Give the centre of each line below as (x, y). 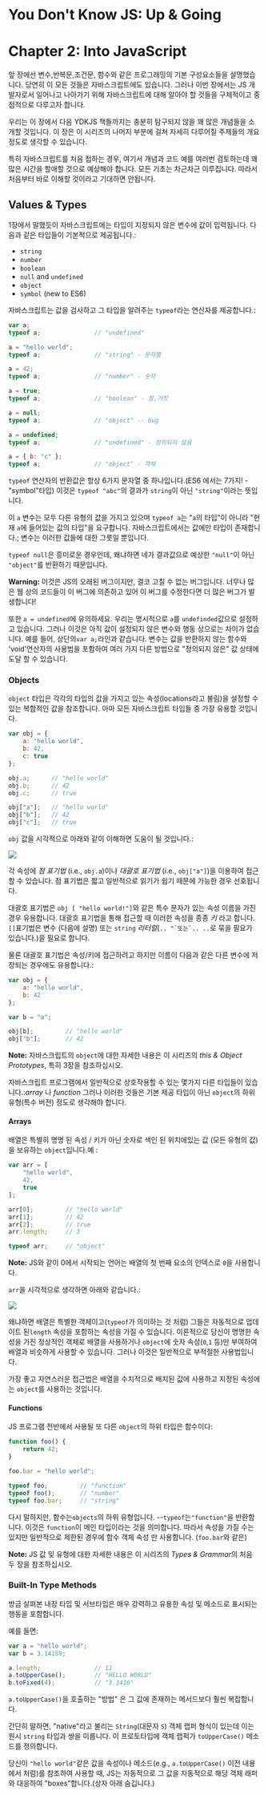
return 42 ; (41, 1449)
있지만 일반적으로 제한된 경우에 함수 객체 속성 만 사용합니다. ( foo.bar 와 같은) (128, 1537)
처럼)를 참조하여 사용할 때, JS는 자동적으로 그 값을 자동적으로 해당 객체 (133, 1773)
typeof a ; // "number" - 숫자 (82, 377)
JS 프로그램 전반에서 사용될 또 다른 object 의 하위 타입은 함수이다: (111, 1427)
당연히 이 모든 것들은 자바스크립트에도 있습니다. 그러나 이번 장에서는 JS (136, 85)
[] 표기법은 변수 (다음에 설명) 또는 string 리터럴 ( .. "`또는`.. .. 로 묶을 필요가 (131, 928)
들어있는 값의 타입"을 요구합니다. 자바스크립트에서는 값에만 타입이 (131, 528)
